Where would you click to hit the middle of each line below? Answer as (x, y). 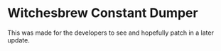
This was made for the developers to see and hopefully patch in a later (111, 33)
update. (18, 40)
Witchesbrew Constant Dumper (103, 13)
